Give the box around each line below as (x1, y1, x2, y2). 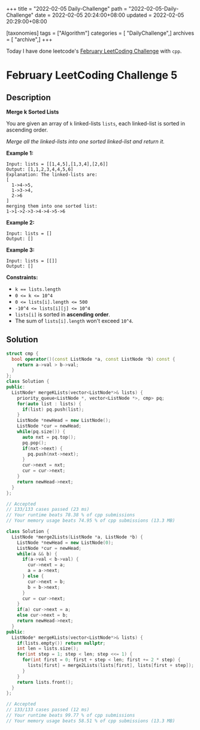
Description (6, 92, 51, 103)
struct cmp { (6, 351, 39, 357)
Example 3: (6, 246, 35, 253)
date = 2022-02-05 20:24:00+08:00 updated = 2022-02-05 (35, 11, 184, 19)
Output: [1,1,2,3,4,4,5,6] (6, 166, 74, 172)
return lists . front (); (17, 679, 74, 685)
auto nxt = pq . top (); (22, 434, 77, 440)
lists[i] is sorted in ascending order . (14, 311, 111, 318)
